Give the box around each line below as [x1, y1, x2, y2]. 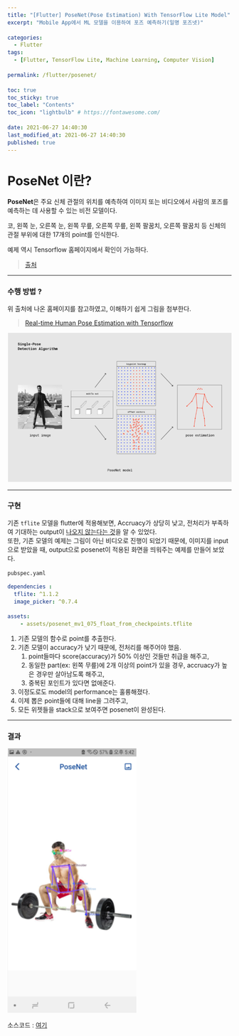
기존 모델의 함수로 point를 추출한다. [17, 634, 117, 643]
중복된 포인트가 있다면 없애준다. [28, 679, 116, 688]
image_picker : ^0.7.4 [14, 598, 78, 605]
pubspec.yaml [7, 570, 46, 577]
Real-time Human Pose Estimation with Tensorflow [24, 319, 174, 327]
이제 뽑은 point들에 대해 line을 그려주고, [17, 697, 129, 705]
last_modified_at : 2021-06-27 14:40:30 [7, 132, 126, 139]
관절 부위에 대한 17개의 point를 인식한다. [7, 230, 119, 239]
